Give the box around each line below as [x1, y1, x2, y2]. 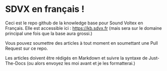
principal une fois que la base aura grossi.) [5, 30, 93, 36]
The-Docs [5, 60, 26, 66]
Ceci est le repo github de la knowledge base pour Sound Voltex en [5, 20, 143, 26]
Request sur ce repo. [5, 45, 48, 51]
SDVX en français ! [5, 3, 84, 15]
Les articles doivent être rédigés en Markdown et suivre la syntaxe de [5, 55, 148, 61]
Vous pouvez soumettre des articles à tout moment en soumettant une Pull [5, 40, 158, 46]
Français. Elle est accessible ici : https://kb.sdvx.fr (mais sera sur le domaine [5, 25, 162, 31]
